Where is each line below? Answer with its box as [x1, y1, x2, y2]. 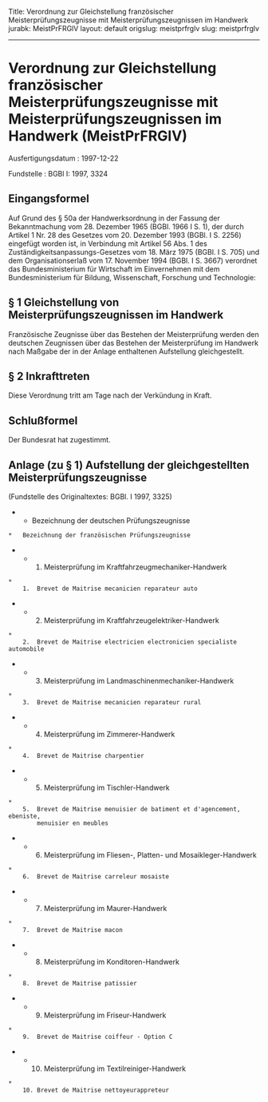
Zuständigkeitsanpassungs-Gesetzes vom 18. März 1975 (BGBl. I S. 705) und [8, 247, 260, 256]
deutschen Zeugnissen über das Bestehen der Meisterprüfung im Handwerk [8, 338, 259, 347]
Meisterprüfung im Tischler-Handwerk [43, 783, 170, 792]
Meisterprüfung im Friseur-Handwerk [43, 1010, 167, 1020]
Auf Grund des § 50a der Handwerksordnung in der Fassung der [8, 213, 221, 223]
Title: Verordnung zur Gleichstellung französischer [8, 7, 174, 16]
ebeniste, [8, 812, 41, 820]
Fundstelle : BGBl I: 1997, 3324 [8, 168, 108, 178]
